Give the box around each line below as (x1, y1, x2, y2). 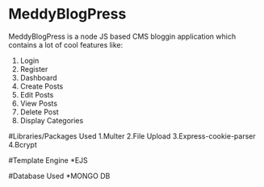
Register (19, 64, 48, 73)
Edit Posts (19, 89, 54, 99)
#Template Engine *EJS (8, 155, 89, 165)
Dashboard (19, 73, 58, 82)
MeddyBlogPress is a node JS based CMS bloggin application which (8, 31, 237, 41)
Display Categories (19, 115, 84, 125)
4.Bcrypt (8, 139, 38, 149)
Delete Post (19, 106, 59, 117)
